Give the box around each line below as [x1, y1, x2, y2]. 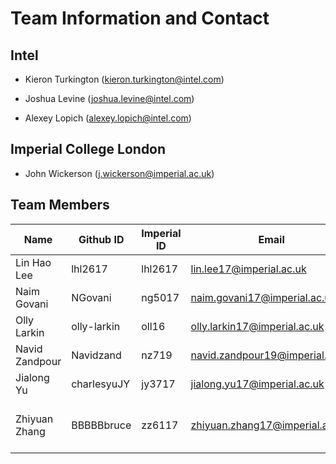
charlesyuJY [71, 377, 131, 391]
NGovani [71, 290, 112, 304]
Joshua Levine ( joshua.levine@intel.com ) [24, 93, 195, 104]
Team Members [10, 197, 110, 214]
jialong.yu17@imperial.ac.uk [190, 377, 325, 391]
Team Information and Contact [10, 7, 270, 30]
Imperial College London [10, 141, 167, 158]
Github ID [78, 232, 125, 246]
